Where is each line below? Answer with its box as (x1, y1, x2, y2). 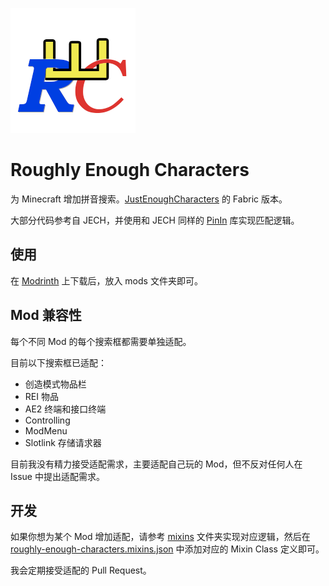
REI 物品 (24, 390, 59, 402)
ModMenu (24, 424, 68, 437)
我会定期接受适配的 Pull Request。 (10, 564, 152, 577)
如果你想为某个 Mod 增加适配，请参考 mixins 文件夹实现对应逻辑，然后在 (10, 531, 311, 543)
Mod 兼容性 (10, 307, 82, 324)
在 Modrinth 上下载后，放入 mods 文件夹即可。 (10, 274, 203, 287)
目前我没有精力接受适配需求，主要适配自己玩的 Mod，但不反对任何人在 (10, 458, 303, 470)
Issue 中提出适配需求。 (10, 470, 105, 482)
